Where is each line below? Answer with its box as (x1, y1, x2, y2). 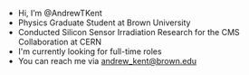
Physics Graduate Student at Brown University (17, 17, 191, 28)
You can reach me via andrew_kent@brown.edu (17, 56, 197, 66)
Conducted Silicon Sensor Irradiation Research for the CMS (17, 27, 240, 37)
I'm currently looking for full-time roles (17, 46, 162, 57)
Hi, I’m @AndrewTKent (17, 8, 102, 18)
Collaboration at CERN (17, 36, 102, 47)
